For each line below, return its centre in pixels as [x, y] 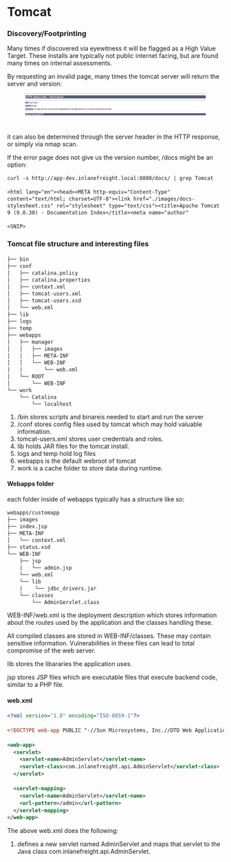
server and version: [35, 84]
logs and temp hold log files [56, 453]
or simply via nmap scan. [43, 144]
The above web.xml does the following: [63, 831]
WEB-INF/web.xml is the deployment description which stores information [112, 615]
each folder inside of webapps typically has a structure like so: [96, 499]
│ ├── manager [30, 342]
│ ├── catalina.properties [49, 280]
